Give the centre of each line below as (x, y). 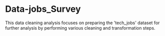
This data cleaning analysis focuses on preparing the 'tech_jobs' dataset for (82, 23)
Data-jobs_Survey (43, 9)
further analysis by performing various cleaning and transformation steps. (80, 28)
